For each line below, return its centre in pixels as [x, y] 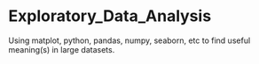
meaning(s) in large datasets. [62, 49]
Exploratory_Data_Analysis [110, 16]
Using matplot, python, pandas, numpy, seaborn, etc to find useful [129, 40]
